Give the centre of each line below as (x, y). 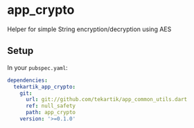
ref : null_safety (51, 106)
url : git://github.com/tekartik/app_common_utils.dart (106, 100)
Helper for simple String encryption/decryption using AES (89, 29)
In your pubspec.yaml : (37, 67)
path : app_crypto (51, 113)
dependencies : (28, 80)
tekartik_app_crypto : (45, 86)
